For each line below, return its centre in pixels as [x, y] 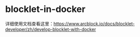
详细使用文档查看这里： [29, 23]
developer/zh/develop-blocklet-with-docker [51, 29]
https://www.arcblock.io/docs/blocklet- [94, 23]
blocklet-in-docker [45, 9]
